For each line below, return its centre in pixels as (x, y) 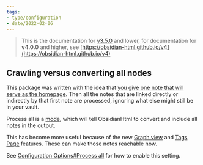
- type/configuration (34, 18)
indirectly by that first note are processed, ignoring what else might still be (100, 101)
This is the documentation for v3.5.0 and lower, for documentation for (109, 41)
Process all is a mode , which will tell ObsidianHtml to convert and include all (102, 119)
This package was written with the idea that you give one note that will (95, 88)
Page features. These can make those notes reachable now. (82, 144)
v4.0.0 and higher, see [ (52, 47)
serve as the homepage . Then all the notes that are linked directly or (92, 94)
